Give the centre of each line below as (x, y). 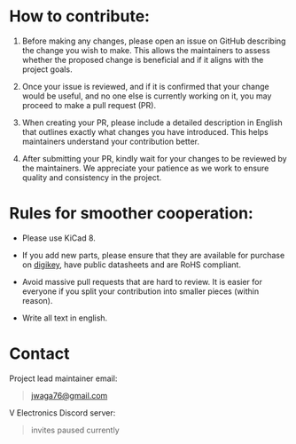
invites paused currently (75, 430)
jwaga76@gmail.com (69, 395)
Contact (39, 354)
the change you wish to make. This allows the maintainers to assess (146, 50)
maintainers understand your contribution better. (111, 141)
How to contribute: (80, 16)
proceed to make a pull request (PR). (89, 105)
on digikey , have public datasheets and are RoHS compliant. (132, 265)
